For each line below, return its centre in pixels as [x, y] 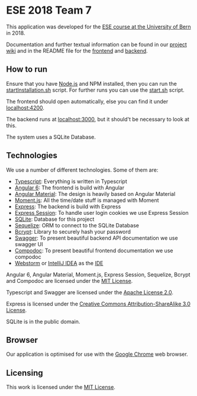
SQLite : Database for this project [54, 219]
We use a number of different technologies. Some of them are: [82, 170]
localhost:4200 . [25, 108]
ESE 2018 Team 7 [49, 10]
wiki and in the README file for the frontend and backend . [77, 50]
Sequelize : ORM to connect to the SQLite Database [77, 225]
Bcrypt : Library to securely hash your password [73, 231]
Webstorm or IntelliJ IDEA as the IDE [59, 263]
